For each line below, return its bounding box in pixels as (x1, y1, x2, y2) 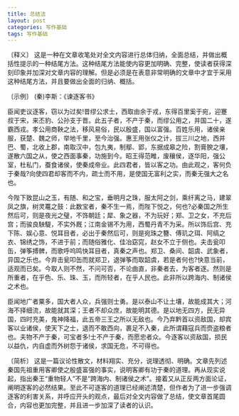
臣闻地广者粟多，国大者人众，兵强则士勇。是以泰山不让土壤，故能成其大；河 (7, 297, 232, 306)
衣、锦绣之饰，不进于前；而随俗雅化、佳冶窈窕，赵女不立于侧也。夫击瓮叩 (7, 238, 225, 246)
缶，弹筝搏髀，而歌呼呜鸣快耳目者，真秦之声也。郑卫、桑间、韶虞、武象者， (7, 246, 232, 256)
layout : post (7, 17, 46, 24)
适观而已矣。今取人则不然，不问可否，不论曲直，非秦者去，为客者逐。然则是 (7, 264, 232, 273)
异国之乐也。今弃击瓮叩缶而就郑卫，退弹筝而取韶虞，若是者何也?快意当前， (7, 256, 229, 264)
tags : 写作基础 (7, 30, 48, 38)
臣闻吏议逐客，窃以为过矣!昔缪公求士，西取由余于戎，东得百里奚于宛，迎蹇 (7, 107, 228, 116)
